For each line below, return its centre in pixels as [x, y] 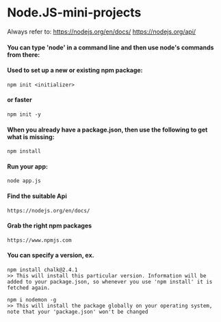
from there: [24, 54]
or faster [19, 100]
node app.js [24, 181]
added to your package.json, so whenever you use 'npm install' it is [110, 282]
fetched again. [29, 288]
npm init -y [24, 114]
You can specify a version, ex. [51, 256]
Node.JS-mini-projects [74, 13]
